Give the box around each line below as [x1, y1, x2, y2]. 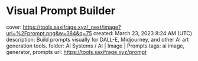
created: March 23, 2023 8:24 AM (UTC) [93, 29, 193, 36]
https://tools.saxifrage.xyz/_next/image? [22, 23, 121, 30]
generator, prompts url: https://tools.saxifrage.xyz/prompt [6, 48, 147, 55]
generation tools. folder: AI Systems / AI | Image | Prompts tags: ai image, [6, 42, 185, 49]
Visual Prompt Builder [6, 4, 116, 18]
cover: [6, 23, 22, 30]
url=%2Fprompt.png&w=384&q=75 [6, 29, 93, 36]
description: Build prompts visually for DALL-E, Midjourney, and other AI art [6, 36, 189, 43]
